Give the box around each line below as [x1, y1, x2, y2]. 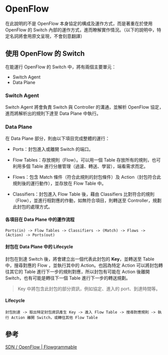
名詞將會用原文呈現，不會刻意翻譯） [9, 33, 85, 39]
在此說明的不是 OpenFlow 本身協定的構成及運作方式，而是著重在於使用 [5, 20, 153, 26]
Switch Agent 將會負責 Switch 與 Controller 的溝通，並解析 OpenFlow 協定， [5, 104, 164, 110]
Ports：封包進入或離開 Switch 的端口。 [12, 146, 93, 152]
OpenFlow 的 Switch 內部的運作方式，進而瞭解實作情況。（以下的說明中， [5, 26, 157, 33]
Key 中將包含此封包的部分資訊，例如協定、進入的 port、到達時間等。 [17, 286, 160, 292]
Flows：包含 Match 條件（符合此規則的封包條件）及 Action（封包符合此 [12, 174, 161, 180]
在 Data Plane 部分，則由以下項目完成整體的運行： [5, 135, 110, 142]
